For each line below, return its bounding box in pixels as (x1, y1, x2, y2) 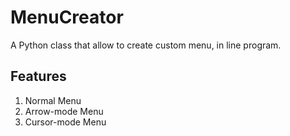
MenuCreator (10, 6, 124, 29)
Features (10, 68, 67, 85)
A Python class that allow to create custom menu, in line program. (10, 39, 282, 51)
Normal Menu (24, 94, 82, 106)
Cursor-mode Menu (24, 116, 107, 128)
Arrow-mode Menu (24, 105, 104, 117)
